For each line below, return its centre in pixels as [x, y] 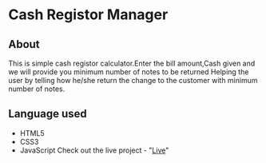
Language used [48, 114]
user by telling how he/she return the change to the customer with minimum [133, 80]
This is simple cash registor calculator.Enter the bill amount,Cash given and [132, 63]
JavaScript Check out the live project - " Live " [94, 150]
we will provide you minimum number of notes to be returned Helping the [129, 72]
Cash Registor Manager [88, 15]
